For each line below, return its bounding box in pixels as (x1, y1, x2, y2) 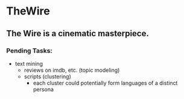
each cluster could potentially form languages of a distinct (33, 79, 178, 86)
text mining (14, 60, 43, 67)
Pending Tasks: (6, 46, 53, 55)
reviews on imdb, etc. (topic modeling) (24, 66, 120, 74)
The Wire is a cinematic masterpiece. (6, 28, 149, 39)
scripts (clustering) (24, 72, 71, 80)
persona (33, 86, 54, 93)
